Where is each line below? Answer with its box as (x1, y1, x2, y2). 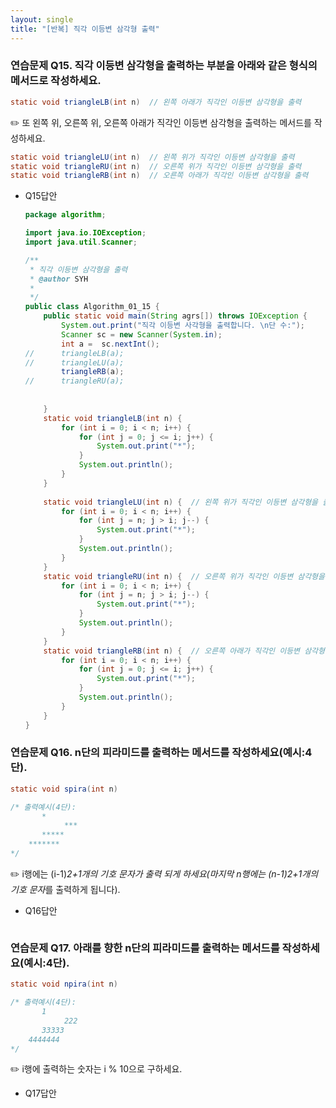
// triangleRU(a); (24, 376, 125, 386)
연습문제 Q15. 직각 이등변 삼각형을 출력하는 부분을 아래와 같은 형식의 (10, 59, 318, 73)
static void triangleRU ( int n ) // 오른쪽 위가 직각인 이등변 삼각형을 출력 (10, 161, 302, 171)
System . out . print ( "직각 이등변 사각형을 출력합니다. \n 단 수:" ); (61, 321, 305, 331)
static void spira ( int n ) (10, 784, 118, 794)
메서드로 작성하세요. (10, 74, 102, 88)
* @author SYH (29, 274, 89, 284)
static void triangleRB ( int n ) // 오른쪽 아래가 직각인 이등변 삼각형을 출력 (10, 171, 309, 181)
